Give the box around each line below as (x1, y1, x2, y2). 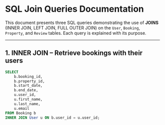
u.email (14, 106, 29, 111)
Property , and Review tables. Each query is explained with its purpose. (5, 30, 146, 36)
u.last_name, (14, 101, 41, 106)
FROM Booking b (5, 110, 36, 116)
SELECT (5, 70, 19, 75)
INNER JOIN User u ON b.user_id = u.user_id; (5, 115, 100, 120)
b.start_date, (14, 83, 43, 88)
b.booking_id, (14, 74, 43, 79)
